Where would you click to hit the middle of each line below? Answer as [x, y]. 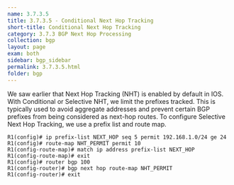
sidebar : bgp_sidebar [39, 60]
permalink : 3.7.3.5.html [44, 67]
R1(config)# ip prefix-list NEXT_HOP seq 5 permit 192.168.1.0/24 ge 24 [117, 137]
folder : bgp [25, 73]
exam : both [23, 54]
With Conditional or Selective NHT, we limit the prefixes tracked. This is [112, 101]
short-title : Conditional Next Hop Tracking [74, 27]
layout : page [27, 47]
